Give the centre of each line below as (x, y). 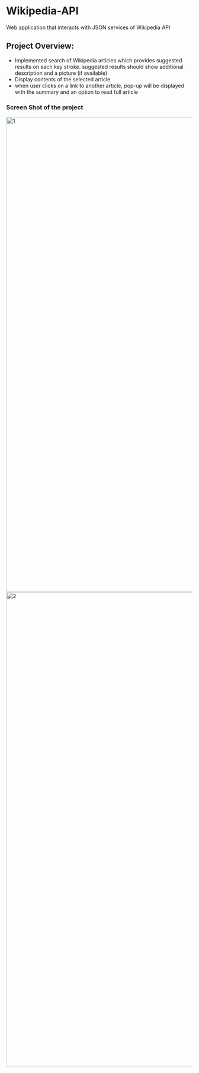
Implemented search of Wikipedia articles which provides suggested (98, 60)
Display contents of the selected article (62, 79)
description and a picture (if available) (61, 73)
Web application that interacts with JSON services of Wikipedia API (88, 27)
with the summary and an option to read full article (76, 92)
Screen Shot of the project (45, 107)
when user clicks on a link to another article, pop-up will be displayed (99, 86)
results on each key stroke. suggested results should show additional (99, 67)
